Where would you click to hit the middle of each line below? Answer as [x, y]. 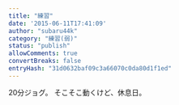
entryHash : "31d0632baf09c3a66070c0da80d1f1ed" [90, 69]
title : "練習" [31, 16]
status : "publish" [39, 46]
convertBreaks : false [45, 61]
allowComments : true [43, 53]
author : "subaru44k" [43, 31]
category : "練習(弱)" [43, 38]
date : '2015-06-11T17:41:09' [58, 23]
